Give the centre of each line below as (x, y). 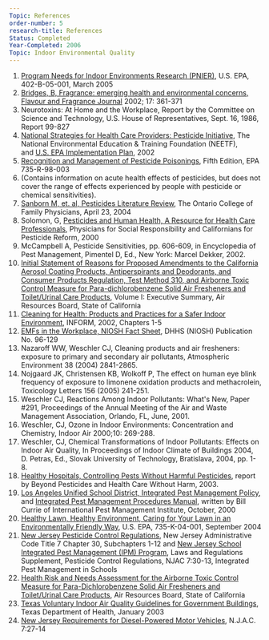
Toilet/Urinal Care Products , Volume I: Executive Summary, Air (123, 297)
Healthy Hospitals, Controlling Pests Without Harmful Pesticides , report (138, 476)
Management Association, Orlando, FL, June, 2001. (105, 416)
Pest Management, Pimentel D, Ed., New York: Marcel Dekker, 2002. (133, 254)
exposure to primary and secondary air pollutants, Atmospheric (125, 356)
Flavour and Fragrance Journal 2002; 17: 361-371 (101, 101)
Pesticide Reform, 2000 (60, 237)
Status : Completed (40, 38)
